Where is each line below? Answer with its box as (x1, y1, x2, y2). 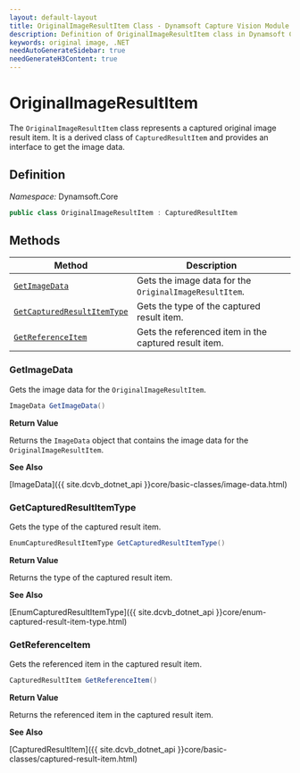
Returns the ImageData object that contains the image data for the (9, 435, 249, 445)
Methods (9, 233, 61, 248)
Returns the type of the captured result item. (9, 572, 173, 583)
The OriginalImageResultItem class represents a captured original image (9, 122, 277, 133)
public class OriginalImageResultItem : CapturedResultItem (9, 208, 238, 217)
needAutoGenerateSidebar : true (9, 46, 126, 55)
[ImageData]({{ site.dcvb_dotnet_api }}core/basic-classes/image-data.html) (9, 478, 287, 489)
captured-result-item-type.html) (9, 616, 128, 627)
